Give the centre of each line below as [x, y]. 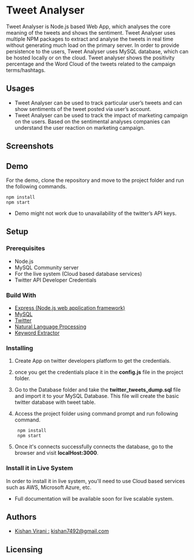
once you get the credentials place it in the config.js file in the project [99, 372]
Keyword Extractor [37, 333]
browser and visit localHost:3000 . [56, 453]
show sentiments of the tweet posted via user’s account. [83, 109]
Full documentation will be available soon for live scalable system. [94, 498]
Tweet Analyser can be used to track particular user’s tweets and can [98, 103]
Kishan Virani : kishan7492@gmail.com [62, 531]
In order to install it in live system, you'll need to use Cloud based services [96, 481]
